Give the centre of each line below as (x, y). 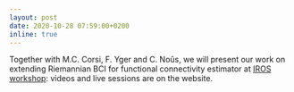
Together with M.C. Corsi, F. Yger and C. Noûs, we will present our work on (147, 60)
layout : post (34, 17)
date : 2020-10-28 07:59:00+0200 (69, 26)
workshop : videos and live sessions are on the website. (111, 79)
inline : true (34, 34)
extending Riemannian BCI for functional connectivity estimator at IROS (140, 69)
